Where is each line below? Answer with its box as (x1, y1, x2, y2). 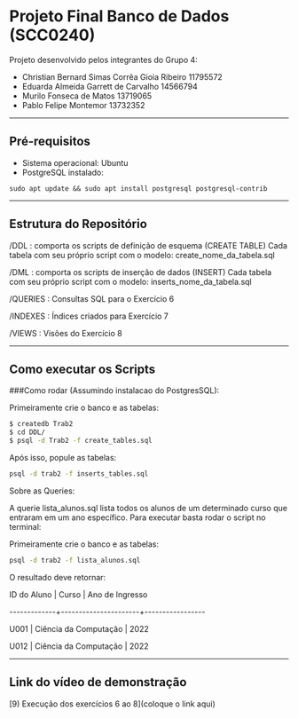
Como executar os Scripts (9, 361, 156, 376)
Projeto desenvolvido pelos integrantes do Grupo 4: (9, 54, 198, 65)
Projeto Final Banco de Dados (9, 6, 230, 27)
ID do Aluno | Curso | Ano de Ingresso (9, 588, 148, 600)
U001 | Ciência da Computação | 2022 (9, 623, 149, 634)
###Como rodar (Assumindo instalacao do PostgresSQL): (9, 385, 220, 396)
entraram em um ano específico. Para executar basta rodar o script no (9, 512, 266, 523)
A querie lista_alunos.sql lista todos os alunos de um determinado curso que (9, 502, 288, 513)
